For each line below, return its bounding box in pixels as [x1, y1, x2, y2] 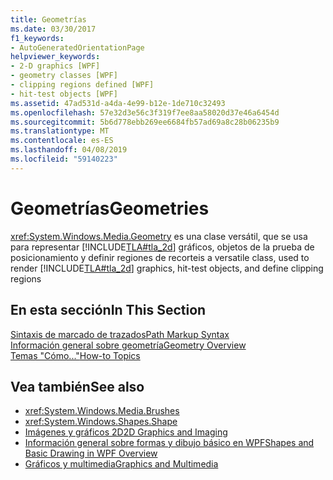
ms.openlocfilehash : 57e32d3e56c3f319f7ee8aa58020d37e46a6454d [10, 107, 280, 118]
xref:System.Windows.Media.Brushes [24, 405, 180, 417]
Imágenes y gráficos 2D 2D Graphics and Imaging [24, 426, 228, 438]
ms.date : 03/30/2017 [10, 24, 97, 34]
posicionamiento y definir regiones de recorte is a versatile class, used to [10, 251, 310, 263]
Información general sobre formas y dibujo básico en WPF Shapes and [24, 437, 315, 449]
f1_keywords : [10, 33, 65, 43]
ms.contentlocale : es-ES [10, 136, 114, 146]
